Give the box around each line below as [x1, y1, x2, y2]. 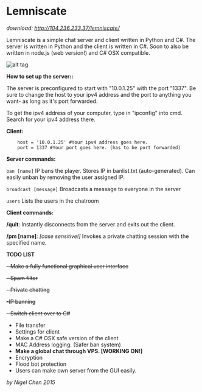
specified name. [6, 239, 47, 246]
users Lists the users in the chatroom [6, 197, 99, 205]
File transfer [15, 321, 46, 329]
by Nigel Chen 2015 [6, 379, 56, 386]
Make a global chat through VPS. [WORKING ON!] [15, 347, 143, 354]
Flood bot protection [15, 360, 67, 368]
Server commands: [6, 155, 56, 163]
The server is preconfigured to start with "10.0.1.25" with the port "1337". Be [6, 84, 197, 92]
